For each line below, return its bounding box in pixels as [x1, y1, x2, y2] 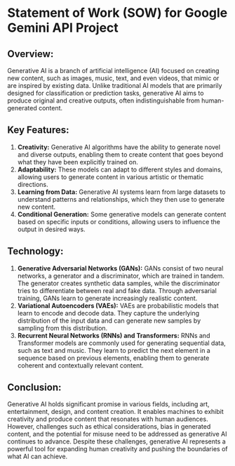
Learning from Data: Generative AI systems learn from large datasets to [17, 188, 226, 196]
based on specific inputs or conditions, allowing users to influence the [17, 217, 221, 226]
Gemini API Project [7, 20, 119, 36]
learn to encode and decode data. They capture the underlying [17, 309, 200, 317]
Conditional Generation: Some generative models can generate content [17, 209, 227, 219]
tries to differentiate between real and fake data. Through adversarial [17, 286, 217, 295]
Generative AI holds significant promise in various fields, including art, [7, 400, 210, 408]
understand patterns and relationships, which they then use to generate [17, 195, 225, 203]
